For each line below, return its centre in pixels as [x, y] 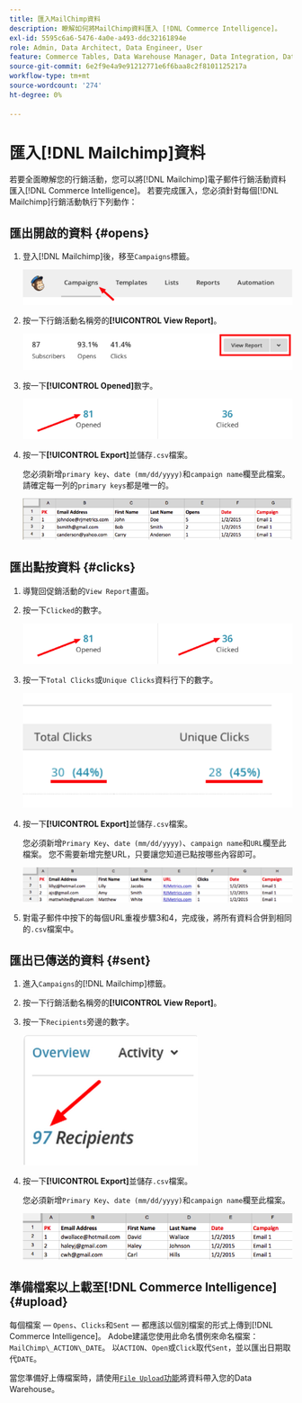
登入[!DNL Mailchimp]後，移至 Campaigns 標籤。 [108, 256]
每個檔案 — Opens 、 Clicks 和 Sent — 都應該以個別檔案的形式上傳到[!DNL [141, 1325]
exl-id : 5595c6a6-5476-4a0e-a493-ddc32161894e [98, 38]
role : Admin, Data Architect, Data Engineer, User [106, 48]
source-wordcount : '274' [56, 85]
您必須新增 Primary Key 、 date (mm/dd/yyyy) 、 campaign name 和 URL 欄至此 [154, 842]
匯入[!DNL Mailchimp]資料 [107, 153]
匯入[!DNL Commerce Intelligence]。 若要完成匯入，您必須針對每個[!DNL [144, 191]
